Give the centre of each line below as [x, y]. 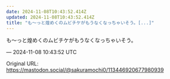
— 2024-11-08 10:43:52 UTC [41, 52]
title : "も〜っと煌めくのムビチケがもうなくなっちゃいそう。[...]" [80, 23]
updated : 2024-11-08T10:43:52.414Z [50, 17]
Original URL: [22, 64]
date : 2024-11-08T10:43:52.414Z [46, 12]
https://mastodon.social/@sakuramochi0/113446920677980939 [85, 70]
